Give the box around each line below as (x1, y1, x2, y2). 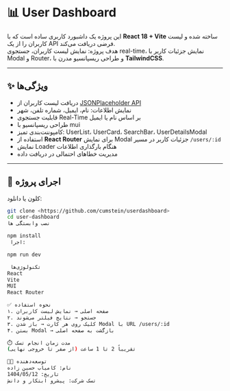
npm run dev (7, 251, 41, 258)
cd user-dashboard (7, 213, 60, 221)
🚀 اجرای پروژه (7, 176, 62, 188)
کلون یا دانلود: (7, 194, 42, 202)
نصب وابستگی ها (7, 220, 51, 227)
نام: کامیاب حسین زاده (7, 364, 72, 372)
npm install (7, 233, 41, 239)
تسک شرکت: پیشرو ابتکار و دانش (7, 377, 97, 384)
